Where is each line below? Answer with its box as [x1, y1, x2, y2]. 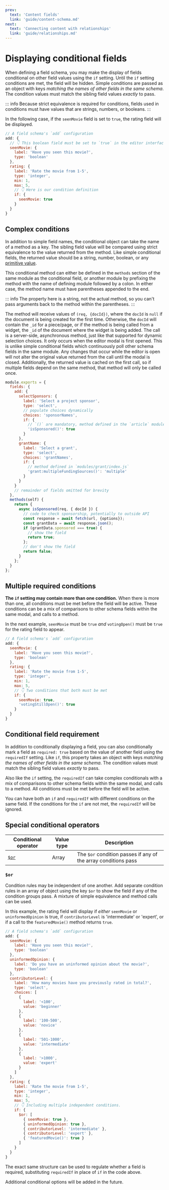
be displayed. [5, 121, 34, 127]
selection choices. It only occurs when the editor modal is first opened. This [5, 337, 162, 344]
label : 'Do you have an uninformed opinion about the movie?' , [14, 961, 150, 966]
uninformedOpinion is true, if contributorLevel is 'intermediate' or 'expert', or [5, 913, 164, 919]
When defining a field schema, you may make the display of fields [5, 69, 142, 75]
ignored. [5, 806, 23, 812]
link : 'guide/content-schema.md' [10, 17, 80, 22]
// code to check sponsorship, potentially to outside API [23, 511, 150, 516]
